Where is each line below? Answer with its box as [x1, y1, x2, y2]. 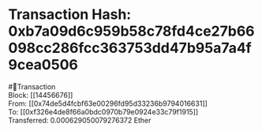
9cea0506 [8, 56, 79, 74]
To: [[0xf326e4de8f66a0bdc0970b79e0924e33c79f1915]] [8, 107, 199, 116]
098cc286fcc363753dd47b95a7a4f [8, 39, 252, 57]
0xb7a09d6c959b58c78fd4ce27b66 [8, 22, 255, 40]
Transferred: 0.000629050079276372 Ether [8, 115, 152, 125]
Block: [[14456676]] [8, 90, 73, 99]
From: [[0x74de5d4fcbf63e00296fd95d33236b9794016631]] [8, 99, 208, 108]
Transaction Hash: [8, 6, 132, 24]
